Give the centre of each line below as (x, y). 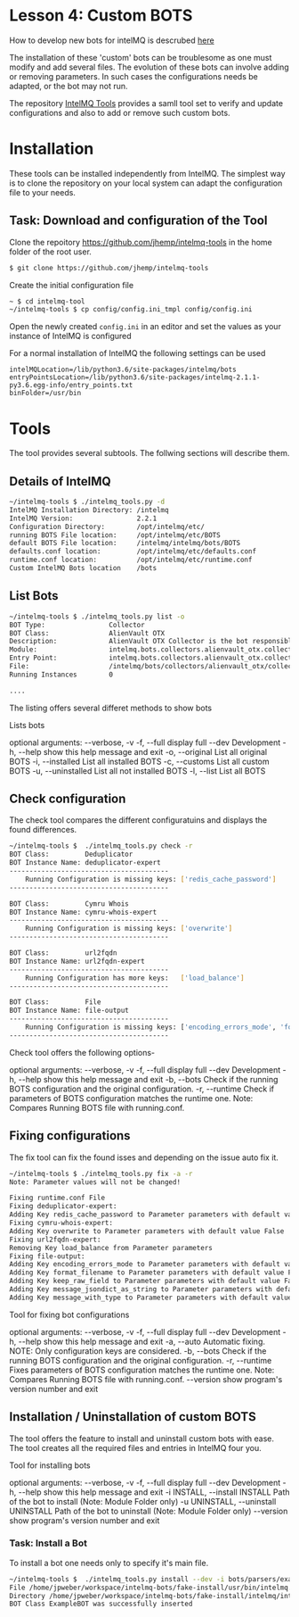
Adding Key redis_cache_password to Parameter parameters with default (145, 1215)
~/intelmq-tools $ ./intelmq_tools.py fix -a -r (101, 1173)
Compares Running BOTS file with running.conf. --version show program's (146, 1379)
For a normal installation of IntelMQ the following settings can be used (137, 353)
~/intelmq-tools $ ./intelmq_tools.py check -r (101, 846)
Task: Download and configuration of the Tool (138, 221)
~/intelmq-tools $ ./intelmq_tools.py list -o (97, 617)
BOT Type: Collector (77, 625)
